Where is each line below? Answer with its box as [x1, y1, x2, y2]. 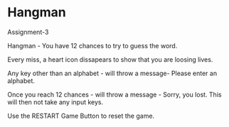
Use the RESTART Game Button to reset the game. [7, 111, 155, 120]
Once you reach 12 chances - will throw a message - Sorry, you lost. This [7, 90, 222, 99]
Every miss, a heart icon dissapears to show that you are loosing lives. [7, 55, 213, 64]
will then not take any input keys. [7, 97, 104, 106]
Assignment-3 [7, 28, 49, 36]
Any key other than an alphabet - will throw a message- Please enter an [7, 69, 218, 77]
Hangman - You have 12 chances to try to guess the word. [7, 41, 178, 50]
